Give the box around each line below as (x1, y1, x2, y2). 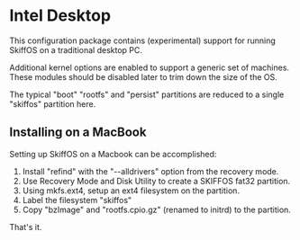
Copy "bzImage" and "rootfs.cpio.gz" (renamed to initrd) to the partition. (22, 204, 291, 215)
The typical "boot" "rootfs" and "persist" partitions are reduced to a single (9, 89, 285, 100)
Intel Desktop (9, 5, 111, 26)
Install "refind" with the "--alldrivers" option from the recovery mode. (22, 165, 279, 176)
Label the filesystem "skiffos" (22, 194, 132, 205)
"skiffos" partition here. (9, 98, 96, 109)
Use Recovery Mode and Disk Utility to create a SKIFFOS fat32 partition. (22, 175, 291, 186)
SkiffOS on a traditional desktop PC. (9, 44, 142, 55)
